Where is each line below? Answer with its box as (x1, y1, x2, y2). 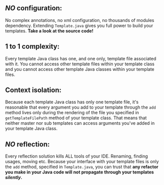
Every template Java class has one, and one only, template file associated (5, 55, 157, 61)
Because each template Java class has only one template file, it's (5, 99, 139, 105)
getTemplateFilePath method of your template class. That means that (5, 115, 147, 121)
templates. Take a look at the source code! (5, 27, 93, 34)
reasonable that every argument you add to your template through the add (5, 104, 156, 110)
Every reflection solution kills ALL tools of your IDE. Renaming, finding (5, 153, 148, 159)
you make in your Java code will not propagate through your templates (5, 169, 154, 175)
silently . (5, 175, 22, 181)
